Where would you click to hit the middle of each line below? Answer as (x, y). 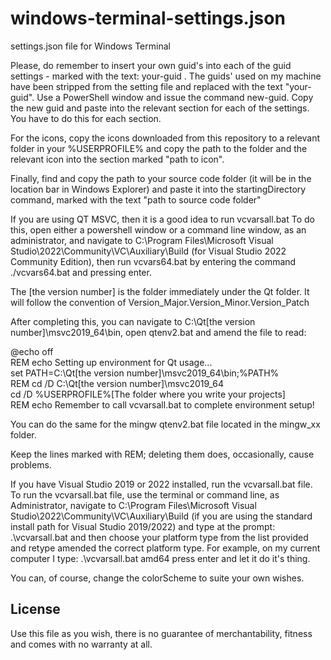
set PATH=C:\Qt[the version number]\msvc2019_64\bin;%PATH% (145, 373)
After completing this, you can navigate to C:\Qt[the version (133, 321)
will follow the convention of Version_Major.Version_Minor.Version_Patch (160, 302)
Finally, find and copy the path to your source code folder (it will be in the (161, 178)
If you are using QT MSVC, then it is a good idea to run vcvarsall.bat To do (162, 219)
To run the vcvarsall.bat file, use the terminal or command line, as (145, 494)
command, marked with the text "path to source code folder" (136, 199)
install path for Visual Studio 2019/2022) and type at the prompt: (143, 526)
